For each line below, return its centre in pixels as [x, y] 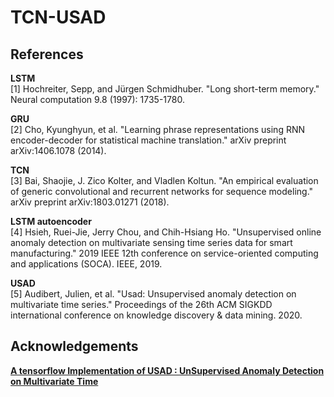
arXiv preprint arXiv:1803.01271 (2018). [90, 202]
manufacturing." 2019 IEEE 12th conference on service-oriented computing [164, 253]
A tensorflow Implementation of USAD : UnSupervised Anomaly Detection [167, 370]
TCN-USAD [58, 17]
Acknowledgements [74, 346]
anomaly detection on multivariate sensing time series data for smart [151, 242]
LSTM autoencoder [51, 221]
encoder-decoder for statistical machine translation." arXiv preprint [148, 140]
